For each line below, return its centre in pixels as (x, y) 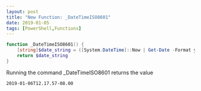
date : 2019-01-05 (28, 23)
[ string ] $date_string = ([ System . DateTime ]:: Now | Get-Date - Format (104, 50)
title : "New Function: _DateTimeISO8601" (59, 17)
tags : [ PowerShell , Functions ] (44, 28)
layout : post (22, 12)
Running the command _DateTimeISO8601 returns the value (80, 73)
